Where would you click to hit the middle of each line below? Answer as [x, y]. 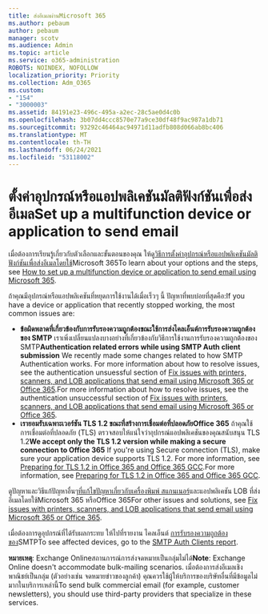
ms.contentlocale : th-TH [50, 142]
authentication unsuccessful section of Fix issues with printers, [124, 398]
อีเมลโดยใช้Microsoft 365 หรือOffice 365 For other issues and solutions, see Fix [133, 500]
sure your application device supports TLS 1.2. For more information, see [140, 459]
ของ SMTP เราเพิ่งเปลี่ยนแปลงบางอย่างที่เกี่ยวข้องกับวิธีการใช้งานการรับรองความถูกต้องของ [138, 338]
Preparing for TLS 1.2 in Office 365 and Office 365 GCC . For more [127, 467]
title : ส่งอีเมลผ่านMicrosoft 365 [57, 16]
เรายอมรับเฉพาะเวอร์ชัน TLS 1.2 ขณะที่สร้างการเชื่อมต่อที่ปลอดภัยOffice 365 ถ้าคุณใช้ [136, 423]
